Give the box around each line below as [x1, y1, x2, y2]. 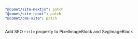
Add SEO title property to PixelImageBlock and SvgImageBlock [5, 29, 133, 35]
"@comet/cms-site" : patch [5, 16, 57, 20]
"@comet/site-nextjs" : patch [5, 7, 64, 12]
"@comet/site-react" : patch [5, 11, 62, 16]
